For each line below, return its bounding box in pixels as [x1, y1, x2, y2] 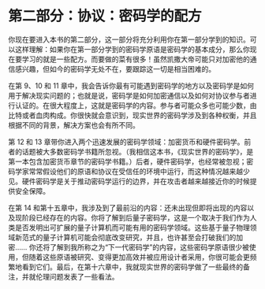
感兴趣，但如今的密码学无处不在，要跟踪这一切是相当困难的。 [14, 64, 215, 73]
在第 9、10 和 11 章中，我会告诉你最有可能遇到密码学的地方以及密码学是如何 [8, 80, 255, 91]
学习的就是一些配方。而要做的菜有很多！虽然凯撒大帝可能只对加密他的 [21, 54, 250, 64]
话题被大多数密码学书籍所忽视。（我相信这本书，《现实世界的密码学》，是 [21, 146, 254, 156]
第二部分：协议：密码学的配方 [8, 7, 203, 25]
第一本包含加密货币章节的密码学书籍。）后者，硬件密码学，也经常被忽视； [8, 157, 247, 166]
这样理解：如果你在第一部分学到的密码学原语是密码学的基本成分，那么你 [14, 44, 250, 54]
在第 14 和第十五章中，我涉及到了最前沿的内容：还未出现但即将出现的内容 [8, 202, 248, 213]
